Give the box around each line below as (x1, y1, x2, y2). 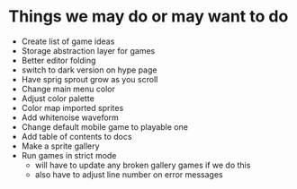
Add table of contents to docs (21, 131, 132, 142)
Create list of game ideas (21, 36, 115, 47)
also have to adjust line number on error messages (34, 168, 223, 180)
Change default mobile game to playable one (21, 121, 188, 132)
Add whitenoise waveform (21, 112, 119, 123)
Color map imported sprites (21, 102, 124, 113)
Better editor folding (21, 55, 96, 65)
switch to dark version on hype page (21, 64, 157, 75)
